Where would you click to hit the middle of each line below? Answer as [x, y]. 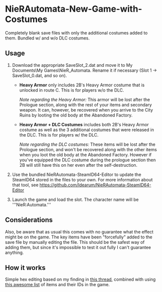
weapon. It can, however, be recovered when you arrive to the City [86, 110]
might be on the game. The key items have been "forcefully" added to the [79, 237]
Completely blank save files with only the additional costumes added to [76, 33]
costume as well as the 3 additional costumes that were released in [87, 130]
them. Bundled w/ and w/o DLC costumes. [47, 38]
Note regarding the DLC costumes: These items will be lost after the [87, 144]
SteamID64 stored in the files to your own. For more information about [82, 179]
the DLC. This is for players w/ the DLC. [59, 135]
